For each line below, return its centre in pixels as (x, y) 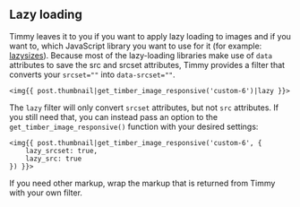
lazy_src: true (54, 159)
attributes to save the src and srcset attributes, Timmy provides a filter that (147, 65)
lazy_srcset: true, (62, 151)
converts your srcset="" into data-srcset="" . (93, 74)
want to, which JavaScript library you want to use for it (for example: (136, 46)
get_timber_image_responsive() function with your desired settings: (134, 126)
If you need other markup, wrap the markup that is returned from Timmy (142, 183)
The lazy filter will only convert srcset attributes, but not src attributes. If (144, 108)
